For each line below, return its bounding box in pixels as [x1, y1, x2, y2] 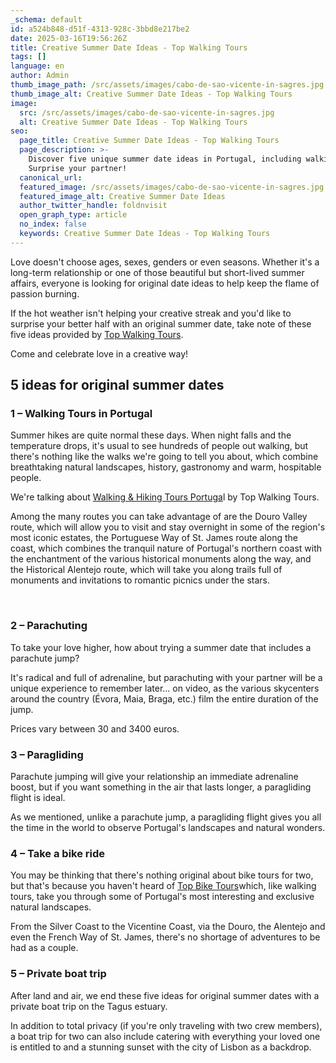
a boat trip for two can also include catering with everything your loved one [10, 1030, 321, 1042]
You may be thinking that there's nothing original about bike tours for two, [10, 869, 314, 881]
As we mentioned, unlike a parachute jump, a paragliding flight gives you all [10, 811, 322, 823]
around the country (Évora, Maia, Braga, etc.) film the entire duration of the [10, 692, 319, 705]
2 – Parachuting [10, 619, 88, 633]
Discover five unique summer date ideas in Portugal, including [28, 154, 302, 164]
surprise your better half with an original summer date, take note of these [10, 317, 312, 330]
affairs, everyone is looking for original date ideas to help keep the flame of [10, 277, 320, 289]
